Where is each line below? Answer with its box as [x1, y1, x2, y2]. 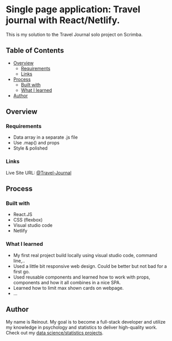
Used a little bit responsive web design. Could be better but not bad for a [13, 263, 167, 269]
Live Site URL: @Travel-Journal [6, 169, 72, 176]
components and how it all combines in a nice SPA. [13, 279, 121, 285]
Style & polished [13, 145, 48, 152]
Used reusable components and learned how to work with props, [13, 274, 150, 280]
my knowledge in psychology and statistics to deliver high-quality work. [6, 324, 158, 330]
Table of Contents [6, 46, 64, 55]
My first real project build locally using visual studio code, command [13, 252, 158, 258]
